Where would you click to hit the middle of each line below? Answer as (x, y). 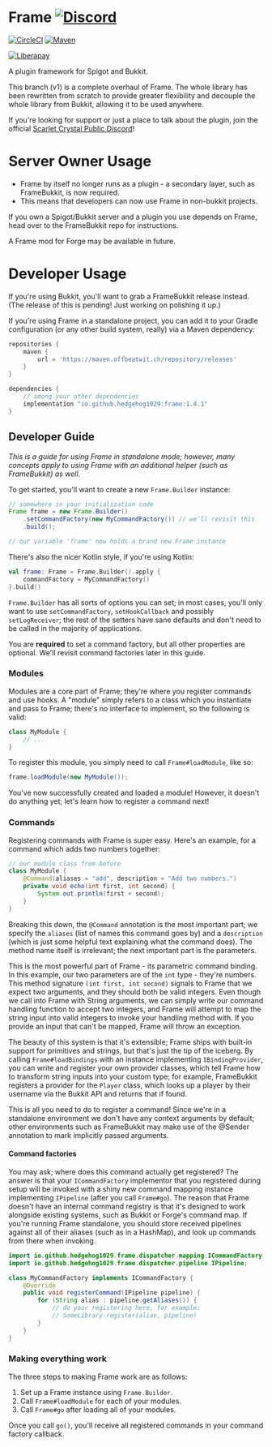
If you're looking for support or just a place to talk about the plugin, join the (133, 120)
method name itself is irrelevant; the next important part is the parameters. (132, 950)
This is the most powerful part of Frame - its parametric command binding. (133, 966)
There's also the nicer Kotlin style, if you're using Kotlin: (101, 556)
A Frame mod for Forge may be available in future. (92, 241)
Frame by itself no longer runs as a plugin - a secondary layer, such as (137, 183)
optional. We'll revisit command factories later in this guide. (107, 652)
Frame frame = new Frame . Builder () (68, 512)
